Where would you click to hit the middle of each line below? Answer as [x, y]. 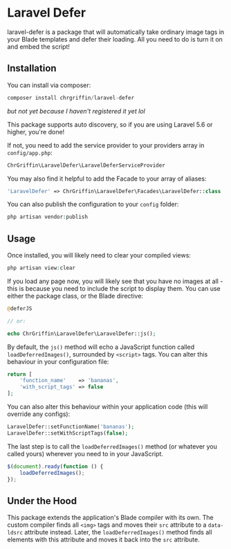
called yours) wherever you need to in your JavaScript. [85, 453]
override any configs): [39, 414]
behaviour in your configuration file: [58, 361]
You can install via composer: [49, 85]
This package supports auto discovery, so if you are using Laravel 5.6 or [110, 124]
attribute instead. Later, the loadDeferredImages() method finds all [118, 532]
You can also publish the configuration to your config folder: [93, 204]
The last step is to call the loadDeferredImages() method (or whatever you [112, 446]
